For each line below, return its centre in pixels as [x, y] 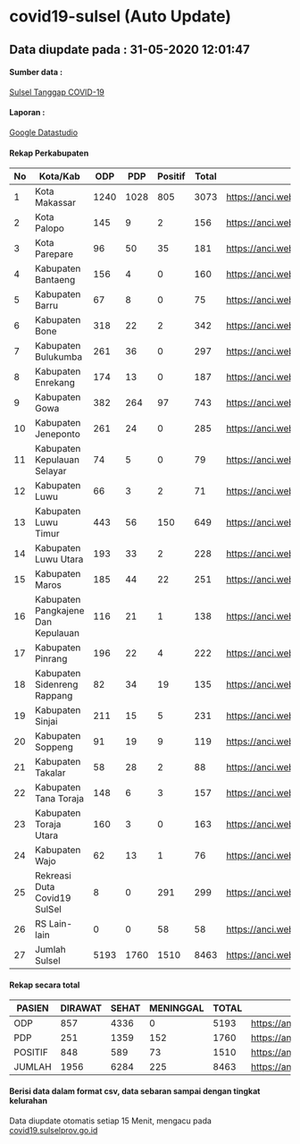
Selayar [51, 471]
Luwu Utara [59, 559]
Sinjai [46, 722]
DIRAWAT [81, 1008]
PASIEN [33, 1008]
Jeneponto [58, 434]
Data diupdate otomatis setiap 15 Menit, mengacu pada [111, 1121]
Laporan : [27, 113]
